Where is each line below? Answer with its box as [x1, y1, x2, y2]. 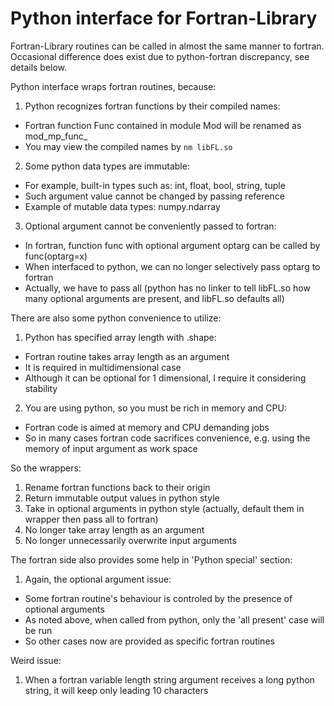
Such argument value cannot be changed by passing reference [24, 190, 285, 202]
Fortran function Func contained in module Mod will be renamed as [24, 119, 302, 131]
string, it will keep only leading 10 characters [24, 684, 209, 696]
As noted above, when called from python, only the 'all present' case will [24, 613, 325, 626]
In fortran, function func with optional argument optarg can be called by [24, 239, 321, 251]
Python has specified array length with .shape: [24, 331, 217, 343]
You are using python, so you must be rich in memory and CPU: [24, 402, 287, 414]
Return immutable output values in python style [24, 492, 220, 504]
